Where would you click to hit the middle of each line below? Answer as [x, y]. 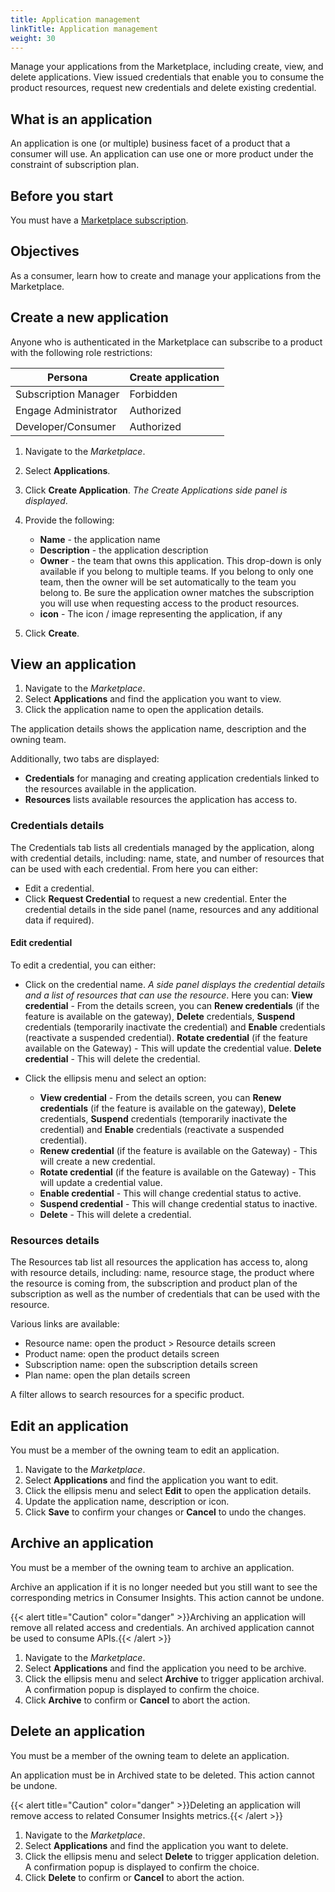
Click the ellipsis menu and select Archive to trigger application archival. [174, 1678]
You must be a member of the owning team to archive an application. [152, 1567]
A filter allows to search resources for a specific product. [127, 1395]
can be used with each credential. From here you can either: [134, 868]
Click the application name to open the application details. [144, 710]
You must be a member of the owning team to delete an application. [150, 1755]
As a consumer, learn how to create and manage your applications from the [166, 275]
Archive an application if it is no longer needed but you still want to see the [164, 1587]
